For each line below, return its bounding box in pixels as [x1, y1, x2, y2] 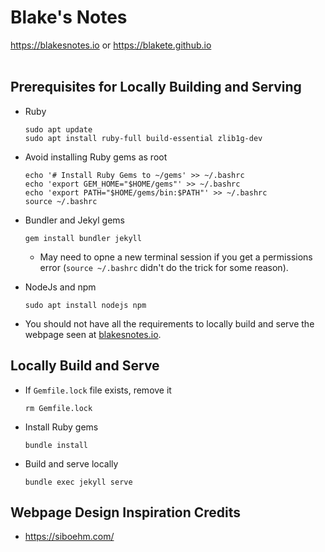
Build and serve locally [24, 457, 119, 470]
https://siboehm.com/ [24, 531, 115, 543]
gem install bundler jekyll [24, 233, 142, 243]
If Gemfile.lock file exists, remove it [24, 384, 172, 396]
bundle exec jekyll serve [24, 477, 133, 487]
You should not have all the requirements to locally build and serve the [24, 317, 315, 330]
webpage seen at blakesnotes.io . [24, 328, 162, 340]
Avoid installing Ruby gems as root [24, 151, 168, 163]
